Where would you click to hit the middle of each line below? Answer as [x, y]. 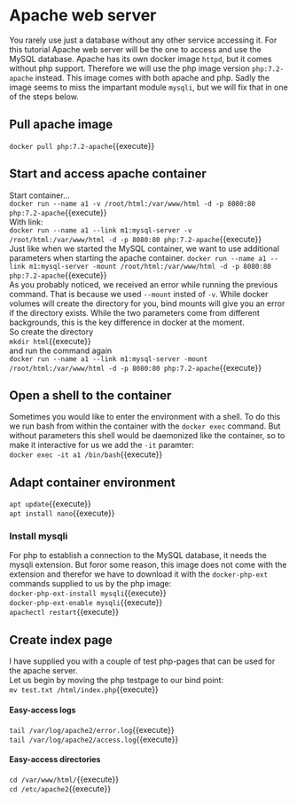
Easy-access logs [43, 710]
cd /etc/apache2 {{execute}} [60, 788]
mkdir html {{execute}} [50, 341]
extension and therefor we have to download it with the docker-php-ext [139, 574]
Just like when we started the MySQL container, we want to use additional [145, 248]
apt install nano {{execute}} [62, 513]
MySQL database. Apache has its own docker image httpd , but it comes [141, 59]
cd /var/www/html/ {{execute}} [64, 779]
